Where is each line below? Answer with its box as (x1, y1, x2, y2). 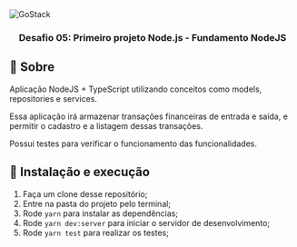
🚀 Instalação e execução (9, 164, 150, 180)
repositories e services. (9, 93, 98, 104)
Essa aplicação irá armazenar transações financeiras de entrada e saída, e (9, 111, 289, 122)
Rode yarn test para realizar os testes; (22, 227, 170, 238)
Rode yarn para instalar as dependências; (22, 208, 179, 219)
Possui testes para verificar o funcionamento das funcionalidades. (9, 138, 257, 149)
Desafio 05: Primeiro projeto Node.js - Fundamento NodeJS (18, 31, 287, 44)
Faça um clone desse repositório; (22, 188, 148, 199)
